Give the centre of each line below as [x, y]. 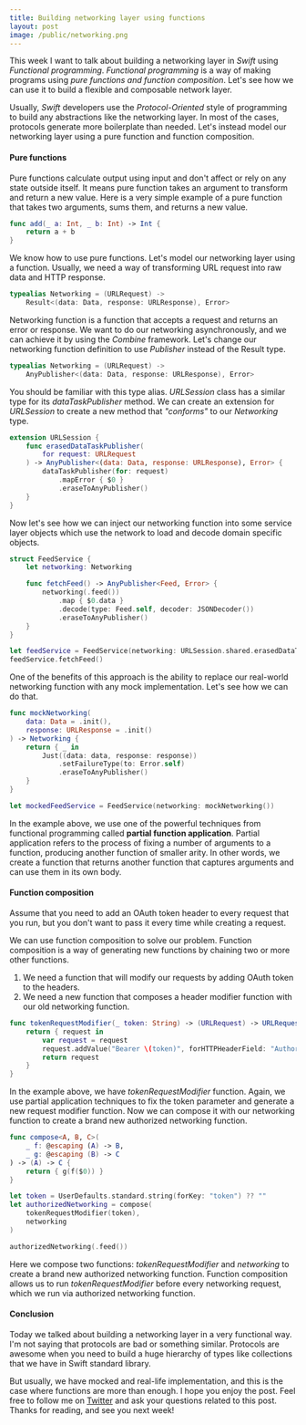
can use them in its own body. [66, 871]
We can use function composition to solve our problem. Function [131, 941]
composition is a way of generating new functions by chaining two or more [150, 951]
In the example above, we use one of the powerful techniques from [135, 823]
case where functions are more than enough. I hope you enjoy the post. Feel [153, 1390]
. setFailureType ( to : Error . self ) [121, 764]
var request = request [85, 1040]
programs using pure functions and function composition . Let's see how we [152, 80]
